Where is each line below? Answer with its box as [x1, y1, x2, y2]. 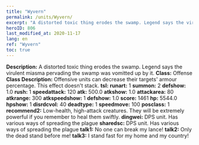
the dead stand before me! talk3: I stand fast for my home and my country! [6, 132, 189, 139]
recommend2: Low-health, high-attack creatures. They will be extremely [6, 107, 185, 114]
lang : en [6, 36, 28, 42]
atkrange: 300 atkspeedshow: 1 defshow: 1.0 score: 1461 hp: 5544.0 [6, 94, 178, 101]
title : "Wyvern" [6, 8, 46, 15]
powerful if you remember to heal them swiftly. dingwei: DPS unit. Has [6, 113, 178, 120]
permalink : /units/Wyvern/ [6, 14, 73, 20]
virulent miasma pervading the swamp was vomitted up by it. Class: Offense [6, 69, 192, 77]
